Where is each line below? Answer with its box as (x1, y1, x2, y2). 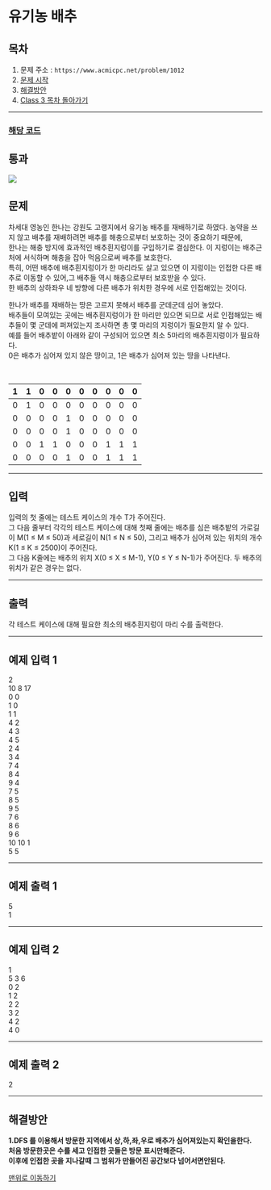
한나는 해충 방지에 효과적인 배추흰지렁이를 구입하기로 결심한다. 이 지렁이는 (8, 242, 241, 252)
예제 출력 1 (8, 879, 58, 893)
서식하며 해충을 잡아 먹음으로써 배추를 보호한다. (23, 252, 172, 262)
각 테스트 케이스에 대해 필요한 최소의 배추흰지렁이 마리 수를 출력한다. (8, 619, 223, 630)
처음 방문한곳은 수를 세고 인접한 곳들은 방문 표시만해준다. (8, 1146, 186, 1155)
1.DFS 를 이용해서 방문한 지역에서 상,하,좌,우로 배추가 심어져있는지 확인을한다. (8, 1136, 252, 1146)
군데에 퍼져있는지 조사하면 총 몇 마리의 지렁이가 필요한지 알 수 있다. (38, 320, 249, 329)
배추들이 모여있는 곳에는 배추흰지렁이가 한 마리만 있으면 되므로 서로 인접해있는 (8, 310, 254, 320)
